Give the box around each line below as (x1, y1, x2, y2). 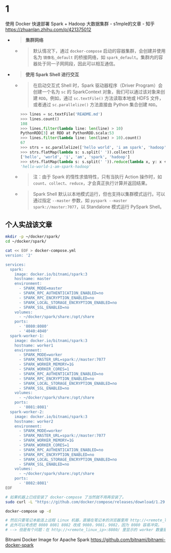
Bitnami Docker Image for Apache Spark (5, 537, 90, 542)
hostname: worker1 (14, 343, 53, 348)
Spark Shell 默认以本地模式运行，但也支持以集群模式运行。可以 (33, 191, 165, 197)
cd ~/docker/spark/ (5, 239, 47, 244)
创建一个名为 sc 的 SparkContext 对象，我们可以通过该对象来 (33, 88, 161, 95)
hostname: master (14, 276, 51, 282)
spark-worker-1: (10, 333, 44, 338)
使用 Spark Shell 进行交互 (25, 71, 79, 77)
